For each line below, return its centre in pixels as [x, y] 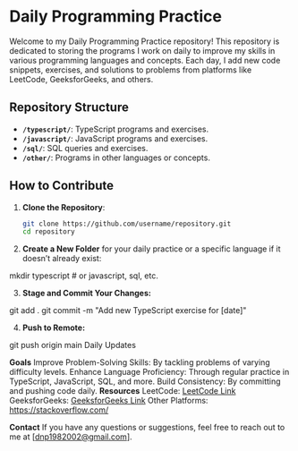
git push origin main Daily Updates [73, 345]
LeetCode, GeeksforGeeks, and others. [81, 79]
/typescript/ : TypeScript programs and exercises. [115, 129]
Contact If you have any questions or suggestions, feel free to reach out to [147, 428]
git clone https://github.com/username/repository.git [127, 224]
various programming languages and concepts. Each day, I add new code [145, 60]
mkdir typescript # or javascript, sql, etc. [84, 276]
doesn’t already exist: [62, 259]
